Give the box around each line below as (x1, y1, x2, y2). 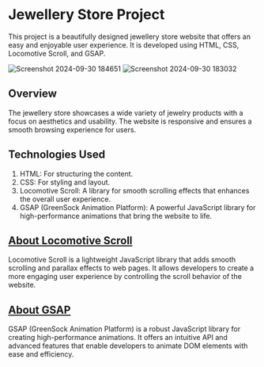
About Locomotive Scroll (8, 234, 133, 247)
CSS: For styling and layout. (19, 177, 111, 187)
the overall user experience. (19, 194, 111, 204)
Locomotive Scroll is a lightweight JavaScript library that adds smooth (8, 255, 236, 265)
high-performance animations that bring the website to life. (19, 211, 212, 220)
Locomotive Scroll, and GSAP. (8, 48, 106, 58)
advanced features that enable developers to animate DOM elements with (8, 341, 248, 350)
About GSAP (8, 303, 71, 316)
